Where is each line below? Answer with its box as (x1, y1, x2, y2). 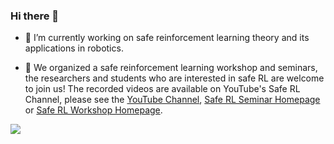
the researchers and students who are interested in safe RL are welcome (24, 72, 325, 84)
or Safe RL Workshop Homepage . (24, 104, 163, 116)
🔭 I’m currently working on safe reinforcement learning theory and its (24, 32, 310, 44)
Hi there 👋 (10, 9, 60, 23)
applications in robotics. (24, 42, 124, 54)
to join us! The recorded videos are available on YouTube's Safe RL (24, 83, 301, 95)
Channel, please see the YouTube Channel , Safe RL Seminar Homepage (24, 94, 321, 106)
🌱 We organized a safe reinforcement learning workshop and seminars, (24, 62, 318, 74)
